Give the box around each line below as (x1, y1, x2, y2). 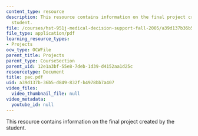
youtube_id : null (11, 101, 54, 108)
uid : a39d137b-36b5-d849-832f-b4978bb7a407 (6, 80, 115, 86)
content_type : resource (6, 8, 65, 15)
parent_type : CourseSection (6, 58, 75, 64)
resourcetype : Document (6, 69, 65, 75)
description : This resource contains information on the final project (6, 14, 186, 20)
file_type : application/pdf (6, 31, 75, 37)
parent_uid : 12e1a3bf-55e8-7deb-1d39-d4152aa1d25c (6, 63, 133, 69)
